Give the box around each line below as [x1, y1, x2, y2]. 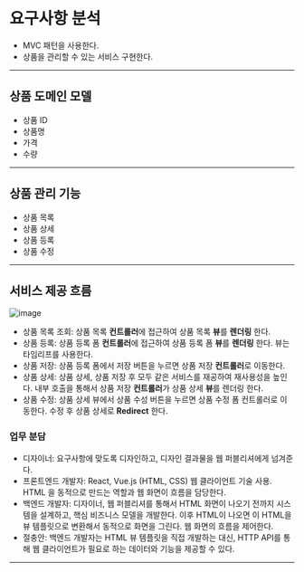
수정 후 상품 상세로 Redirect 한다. [49, 405, 168, 416]
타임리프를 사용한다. [22, 349, 93, 360]
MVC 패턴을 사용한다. [22, 40, 100, 51]
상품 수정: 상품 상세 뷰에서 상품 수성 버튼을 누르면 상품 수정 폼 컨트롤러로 [22, 395, 279, 405]
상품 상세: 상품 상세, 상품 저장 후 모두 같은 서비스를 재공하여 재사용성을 [22, 372, 271, 383]
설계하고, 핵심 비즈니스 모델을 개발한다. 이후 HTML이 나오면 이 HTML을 [39, 509, 292, 520]
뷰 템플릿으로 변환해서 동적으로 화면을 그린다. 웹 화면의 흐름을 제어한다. [22, 520, 274, 531]
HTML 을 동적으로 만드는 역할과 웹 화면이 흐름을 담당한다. [22, 486, 226, 498]
